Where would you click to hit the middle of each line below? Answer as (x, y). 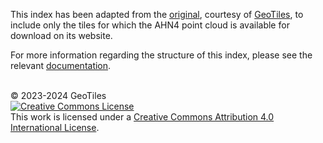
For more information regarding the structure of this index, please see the (161, 55)
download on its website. (61, 35)
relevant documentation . (61, 65)
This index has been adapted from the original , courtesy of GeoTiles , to (157, 14)
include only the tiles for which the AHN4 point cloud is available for (150, 25)
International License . (55, 127)
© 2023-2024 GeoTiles (58, 95)
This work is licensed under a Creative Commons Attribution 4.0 (142, 117)
